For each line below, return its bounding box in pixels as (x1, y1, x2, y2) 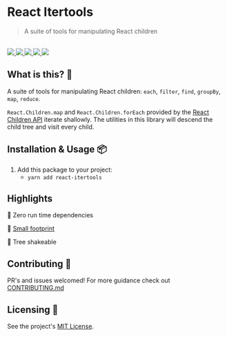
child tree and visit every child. (7, 122, 95, 131)
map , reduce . (7, 94, 41, 102)
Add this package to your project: (17, 165, 112, 174)
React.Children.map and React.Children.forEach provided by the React (7, 108, 209, 116)
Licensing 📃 (7, 304, 59, 316)
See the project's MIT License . (7, 322, 95, 330)
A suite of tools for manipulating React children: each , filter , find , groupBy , (7, 87, 221, 95)
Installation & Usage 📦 (7, 143, 107, 156)
